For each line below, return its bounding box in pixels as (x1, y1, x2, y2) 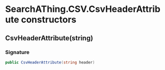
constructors (20, 14, 76, 25)
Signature (5, 49, 30, 56)
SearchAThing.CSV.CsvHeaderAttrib (5, 3, 161, 15)
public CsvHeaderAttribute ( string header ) (5, 60, 95, 65)
